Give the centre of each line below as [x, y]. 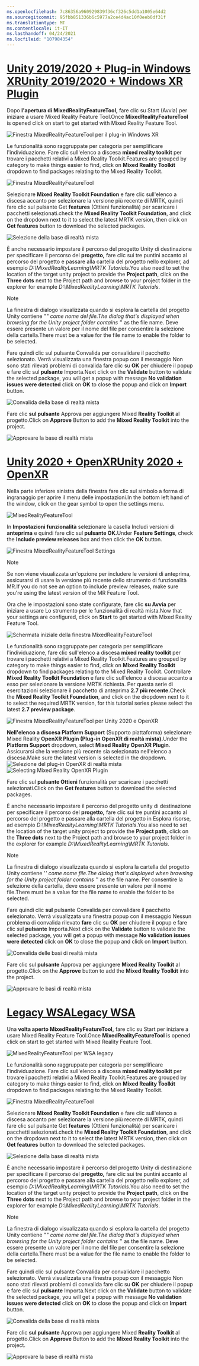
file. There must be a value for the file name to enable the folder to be [91, 892]
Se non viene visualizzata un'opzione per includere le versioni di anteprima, [99, 573]
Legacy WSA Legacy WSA [71, 1013]
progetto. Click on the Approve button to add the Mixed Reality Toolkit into [98, 971]
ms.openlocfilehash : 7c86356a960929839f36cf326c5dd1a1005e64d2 [86, 12]
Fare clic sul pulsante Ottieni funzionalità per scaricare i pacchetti [87, 781]
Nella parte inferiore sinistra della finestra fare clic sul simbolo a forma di [95, 491]
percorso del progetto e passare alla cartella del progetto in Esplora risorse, [99, 818]
